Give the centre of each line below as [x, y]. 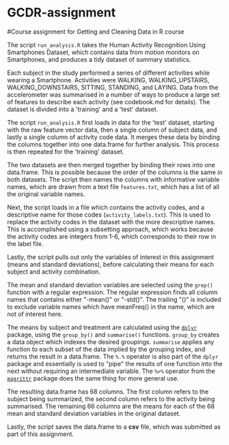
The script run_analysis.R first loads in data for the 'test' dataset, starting [111, 122]
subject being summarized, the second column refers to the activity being [111, 398]
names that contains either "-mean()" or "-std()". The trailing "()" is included [114, 299]
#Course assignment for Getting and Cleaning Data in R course [96, 32]
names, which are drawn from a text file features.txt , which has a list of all [113, 187]
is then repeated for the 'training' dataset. [66, 152]
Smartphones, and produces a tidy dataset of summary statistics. [99, 59]
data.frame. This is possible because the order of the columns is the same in [115, 172]
